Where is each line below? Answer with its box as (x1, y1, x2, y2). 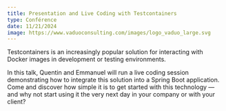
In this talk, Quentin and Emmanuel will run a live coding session (7, 69, 189, 77)
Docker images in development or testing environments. (7, 56, 167, 64)
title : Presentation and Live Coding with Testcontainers (7, 10, 177, 17)
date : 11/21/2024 (7, 23, 57, 29)
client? (7, 97, 26, 106)
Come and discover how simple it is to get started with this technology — (7, 83, 215, 91)
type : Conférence (7, 16, 57, 23)
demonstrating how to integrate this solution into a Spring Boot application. (7, 76, 220, 84)
